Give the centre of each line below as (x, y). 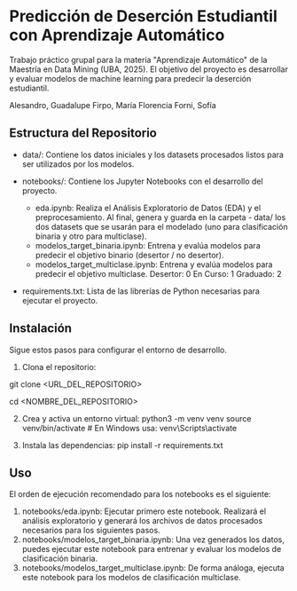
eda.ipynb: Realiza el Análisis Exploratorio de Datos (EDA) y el (148, 208)
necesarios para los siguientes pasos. (91, 531)
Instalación (41, 329)
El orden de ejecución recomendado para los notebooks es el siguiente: (140, 494)
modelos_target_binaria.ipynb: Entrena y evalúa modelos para (148, 245)
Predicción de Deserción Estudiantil (143, 16)
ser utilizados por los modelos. (78, 164)
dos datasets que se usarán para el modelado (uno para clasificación (161, 226)
